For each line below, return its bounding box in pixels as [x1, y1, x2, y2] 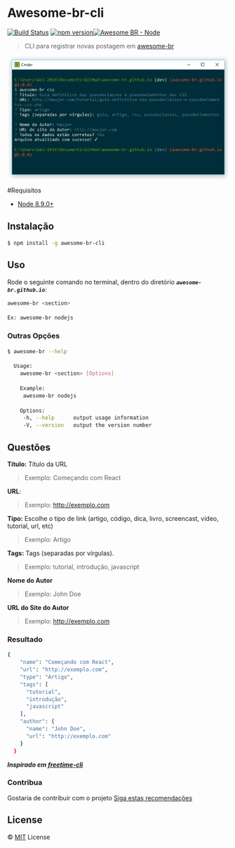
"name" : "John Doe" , [25, 725, 86, 733]
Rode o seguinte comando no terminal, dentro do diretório [7, 277, 175, 286]
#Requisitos [7, 186, 42, 194]
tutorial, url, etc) [7, 522, 54, 530]
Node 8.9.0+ [17, 200, 54, 208]
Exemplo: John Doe [24, 590, 81, 598]
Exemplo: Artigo [24, 535, 72, 543]
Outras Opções [7, 331, 60, 341]
